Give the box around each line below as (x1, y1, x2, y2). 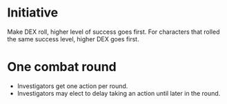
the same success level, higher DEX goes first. (7, 34, 139, 43)
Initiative (7, 5, 59, 21)
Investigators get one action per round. (17, 81, 128, 90)
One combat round (7, 59, 117, 75)
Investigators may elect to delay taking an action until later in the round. (17, 89, 221, 97)
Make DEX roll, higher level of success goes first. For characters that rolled (7, 28, 220, 36)
